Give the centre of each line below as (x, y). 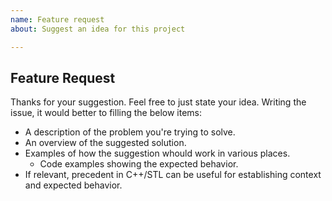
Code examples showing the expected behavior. (139, 164)
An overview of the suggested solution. (105, 143)
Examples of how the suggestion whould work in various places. (157, 153)
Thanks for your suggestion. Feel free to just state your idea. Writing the (158, 102)
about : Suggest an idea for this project (98, 29)
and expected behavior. (73, 185)
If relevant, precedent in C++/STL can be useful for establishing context (173, 175)
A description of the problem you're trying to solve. (130, 132)
